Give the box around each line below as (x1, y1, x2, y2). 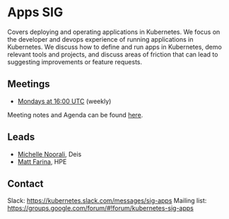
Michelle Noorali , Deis (17, 150, 82, 158)
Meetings (7, 78, 51, 90)
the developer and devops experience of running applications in (7, 35, 194, 43)
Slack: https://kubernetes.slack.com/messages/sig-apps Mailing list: (7, 196, 207, 205)
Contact (7, 177, 44, 189)
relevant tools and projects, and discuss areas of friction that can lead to (7, 50, 218, 59)
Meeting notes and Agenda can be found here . (7, 110, 143, 119)
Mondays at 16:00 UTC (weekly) (17, 97, 112, 105)
